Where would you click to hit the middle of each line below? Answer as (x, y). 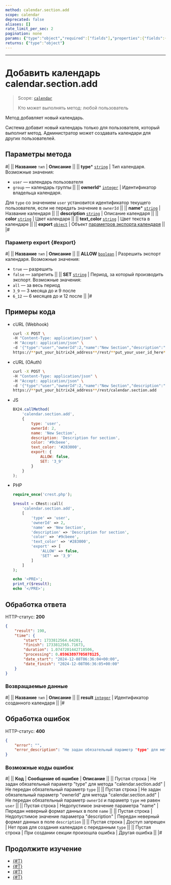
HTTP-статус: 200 (25, 616)
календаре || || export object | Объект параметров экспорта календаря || (85, 224)
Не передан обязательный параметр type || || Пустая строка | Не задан (83, 789)
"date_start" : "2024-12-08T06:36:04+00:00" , (72, 659)
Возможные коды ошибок (39, 768)
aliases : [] (18, 24)
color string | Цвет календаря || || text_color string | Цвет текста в (78, 219)
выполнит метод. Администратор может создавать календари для (78, 133)
